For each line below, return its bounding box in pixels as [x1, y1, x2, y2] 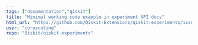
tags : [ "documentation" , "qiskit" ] [6, 8, 91, 15]
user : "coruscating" [6, 25, 57, 31]
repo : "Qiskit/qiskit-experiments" [6, 30, 94, 36]
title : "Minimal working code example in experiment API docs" [6, 14, 165, 20]
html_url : [6, 19, 31, 25]
